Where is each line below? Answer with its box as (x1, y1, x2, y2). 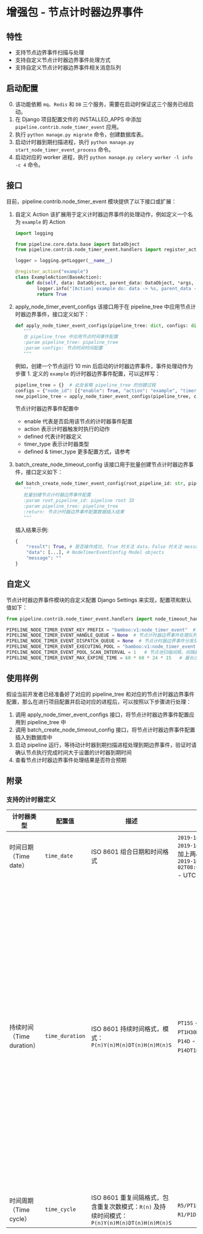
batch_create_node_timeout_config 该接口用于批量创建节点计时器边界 (14, 461, 188, 468)
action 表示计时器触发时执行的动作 (24, 425, 111, 433)
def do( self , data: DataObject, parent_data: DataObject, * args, (26, 280, 195, 286)
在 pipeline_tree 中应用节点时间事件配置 (23, 334, 118, 340)
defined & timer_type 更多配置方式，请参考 (24, 448, 131, 455)
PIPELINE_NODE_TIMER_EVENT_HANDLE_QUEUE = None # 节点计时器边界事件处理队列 (6, 632, 198, 639)
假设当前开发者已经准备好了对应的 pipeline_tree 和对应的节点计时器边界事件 (6, 690, 195, 698)
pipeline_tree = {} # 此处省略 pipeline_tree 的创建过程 (14, 382, 156, 388)
